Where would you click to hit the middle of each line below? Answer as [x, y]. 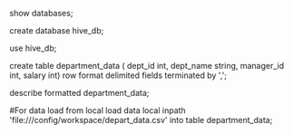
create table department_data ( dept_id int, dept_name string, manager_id [147, 66]
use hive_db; [33, 48]
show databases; [41, 13]
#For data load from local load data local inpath [98, 110]
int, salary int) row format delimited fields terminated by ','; [118, 75]
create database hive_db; [57, 30]
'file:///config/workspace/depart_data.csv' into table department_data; [141, 120]
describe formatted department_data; [79, 93]
